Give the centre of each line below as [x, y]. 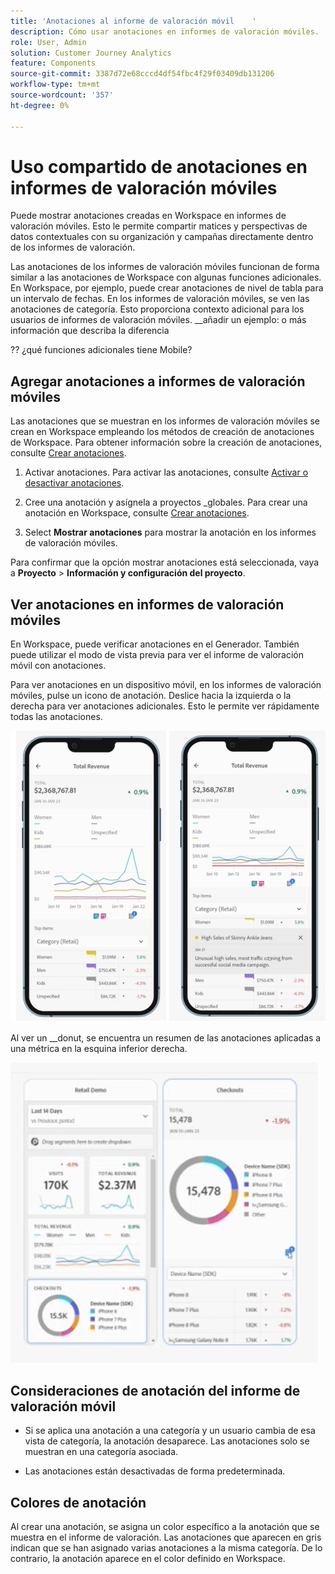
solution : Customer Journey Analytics [91, 53]
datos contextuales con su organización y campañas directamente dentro [162, 237]
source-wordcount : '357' [62, 95]
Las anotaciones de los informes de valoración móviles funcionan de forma [165, 267]
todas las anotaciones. [56, 717]
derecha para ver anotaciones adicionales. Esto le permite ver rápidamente [165, 706]
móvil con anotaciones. [58, 666]
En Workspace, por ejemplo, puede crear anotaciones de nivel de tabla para [167, 288]
